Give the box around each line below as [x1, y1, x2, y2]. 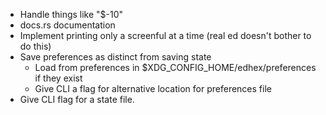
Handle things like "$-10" [19, 9, 124, 20]
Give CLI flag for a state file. [19, 94, 135, 105]
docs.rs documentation [19, 19, 116, 31]
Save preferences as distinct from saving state [19, 51, 212, 63]
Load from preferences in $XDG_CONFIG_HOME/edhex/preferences [34, 62, 317, 73]
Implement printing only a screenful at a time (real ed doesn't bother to [19, 30, 312, 41]
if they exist [34, 72, 83, 84]
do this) [19, 40, 52, 52]
